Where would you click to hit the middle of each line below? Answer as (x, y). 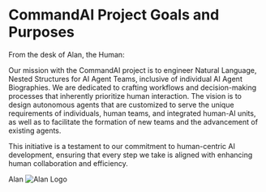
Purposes (42, 32)
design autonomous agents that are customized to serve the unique (121, 105)
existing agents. (35, 130)
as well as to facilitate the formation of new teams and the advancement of (133, 122)
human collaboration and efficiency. (68, 163)
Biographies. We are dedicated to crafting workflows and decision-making (133, 87)
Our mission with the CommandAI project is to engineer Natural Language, (133, 70)
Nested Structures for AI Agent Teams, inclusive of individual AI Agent (126, 79)
